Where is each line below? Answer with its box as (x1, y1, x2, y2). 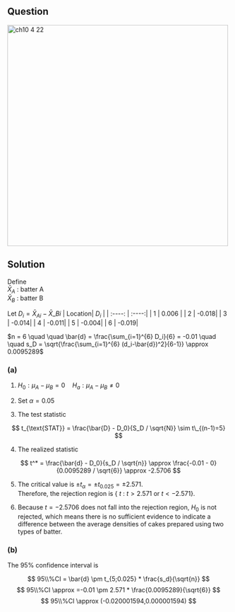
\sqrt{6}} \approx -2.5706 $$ (96, 466, 181, 475)
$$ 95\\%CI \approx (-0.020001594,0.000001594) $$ (40, 597, 197, 605)
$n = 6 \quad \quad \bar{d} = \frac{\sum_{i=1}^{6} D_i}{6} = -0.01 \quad (7, 333, 217, 341)
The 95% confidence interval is (7, 561, 99, 569)
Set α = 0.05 (17, 396, 55, 405)
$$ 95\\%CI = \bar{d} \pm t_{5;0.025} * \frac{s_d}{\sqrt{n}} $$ (27, 575, 210, 583)
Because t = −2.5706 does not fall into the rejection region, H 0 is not (17, 502, 217, 513)
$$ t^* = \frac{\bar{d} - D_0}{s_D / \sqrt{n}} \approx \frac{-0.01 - (20, 459, 209, 468)
